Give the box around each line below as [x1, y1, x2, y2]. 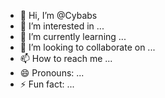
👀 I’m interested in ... [19, 20, 105, 32]
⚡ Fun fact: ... [19, 78, 75, 90]
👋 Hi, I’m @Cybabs [19, 10, 98, 21]
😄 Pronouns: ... [19, 67, 85, 79]
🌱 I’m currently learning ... [19, 31, 127, 42]
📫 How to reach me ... [19, 53, 113, 64]
